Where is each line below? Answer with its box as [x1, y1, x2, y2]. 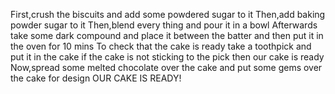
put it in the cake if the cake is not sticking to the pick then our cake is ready [10, 51, 325, 63]
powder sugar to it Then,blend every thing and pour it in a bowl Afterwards [10, 19, 318, 31]
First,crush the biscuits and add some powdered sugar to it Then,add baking [10, 9, 326, 20]
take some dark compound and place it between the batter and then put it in [10, 30, 324, 41]
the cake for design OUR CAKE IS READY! [10, 72, 182, 84]
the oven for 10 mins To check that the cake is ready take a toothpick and [10, 40, 312, 52]
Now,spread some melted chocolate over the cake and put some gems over [10, 62, 323, 73]
